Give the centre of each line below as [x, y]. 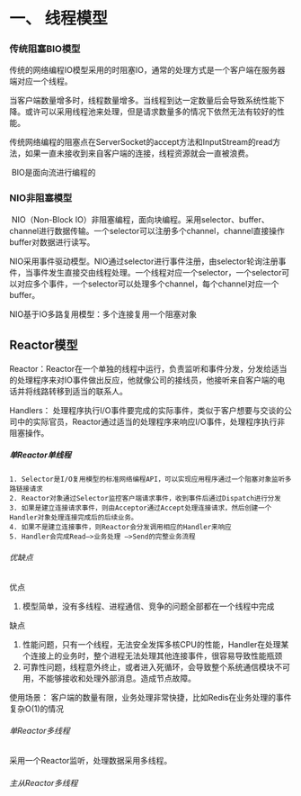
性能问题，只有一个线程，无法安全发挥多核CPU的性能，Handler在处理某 [155, 644]
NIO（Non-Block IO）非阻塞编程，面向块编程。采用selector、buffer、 [140, 219]
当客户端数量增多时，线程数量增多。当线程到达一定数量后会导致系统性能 [143, 101]
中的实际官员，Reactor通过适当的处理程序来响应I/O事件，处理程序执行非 [151, 421]
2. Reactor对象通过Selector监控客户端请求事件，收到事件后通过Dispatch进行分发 [145, 498]
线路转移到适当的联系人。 [80, 391]
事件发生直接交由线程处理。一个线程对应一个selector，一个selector [157, 272]
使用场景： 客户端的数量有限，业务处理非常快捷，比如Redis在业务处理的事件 [150, 697]
